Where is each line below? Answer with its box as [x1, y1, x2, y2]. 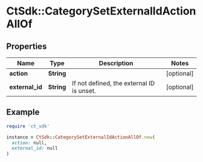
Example [6, 107, 40, 117]
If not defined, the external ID [72, 79, 155, 87]
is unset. [72, 86, 96, 95]
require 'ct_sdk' [6, 123, 50, 129]
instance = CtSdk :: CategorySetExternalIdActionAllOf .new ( [6, 134, 155, 140]
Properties [6, 41, 47, 51]
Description [98, 59, 134, 67]
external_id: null [11, 145, 59, 152]
